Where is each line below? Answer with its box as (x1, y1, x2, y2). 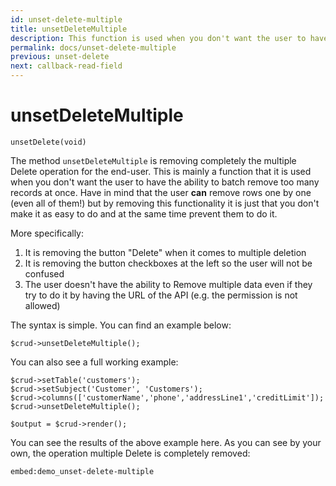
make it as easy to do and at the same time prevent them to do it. (10, 207, 278, 220)
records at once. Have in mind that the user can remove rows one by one (10, 186, 312, 198)
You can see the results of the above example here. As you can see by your (10, 436, 322, 448)
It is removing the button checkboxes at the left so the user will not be (24, 257, 313, 269)
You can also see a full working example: (10, 356, 179, 368)
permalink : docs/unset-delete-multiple (10, 42, 177, 53)
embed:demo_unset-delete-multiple (10, 466, 155, 476)
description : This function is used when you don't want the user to (10, 33, 307, 43)
